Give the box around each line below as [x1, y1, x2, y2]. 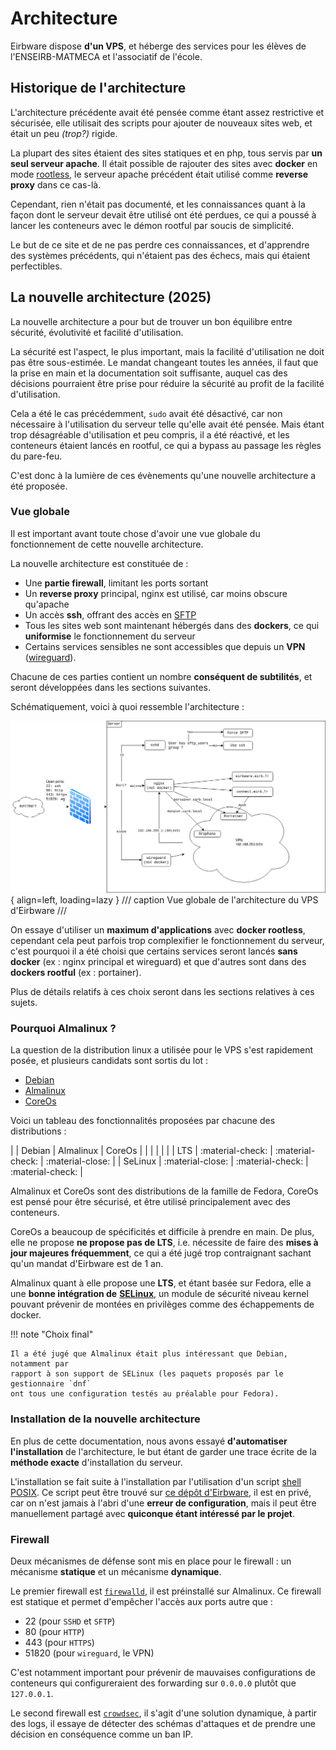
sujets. [10, 996, 38, 1008]
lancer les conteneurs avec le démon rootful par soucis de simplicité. [10, 219, 295, 231]
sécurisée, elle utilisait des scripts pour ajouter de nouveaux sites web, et [10, 117, 313, 129]
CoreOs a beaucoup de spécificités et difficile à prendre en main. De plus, [10, 1226, 315, 1238]
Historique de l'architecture [10, 80, 187, 97]
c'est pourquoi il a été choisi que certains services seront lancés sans [10, 945, 298, 957]
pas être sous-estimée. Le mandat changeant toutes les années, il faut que [10, 356, 319, 368]
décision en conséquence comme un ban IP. [10, 1728, 194, 1740]
